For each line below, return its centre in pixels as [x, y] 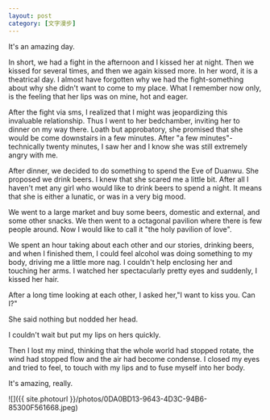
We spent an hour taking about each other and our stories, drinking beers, [131, 245]
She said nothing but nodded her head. [73, 319]
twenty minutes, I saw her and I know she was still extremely [147, 146]
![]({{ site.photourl [38, 399]
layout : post [30, 16]
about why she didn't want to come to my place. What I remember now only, [135, 88]
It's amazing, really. [41, 383]
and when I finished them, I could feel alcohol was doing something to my [131, 253]
